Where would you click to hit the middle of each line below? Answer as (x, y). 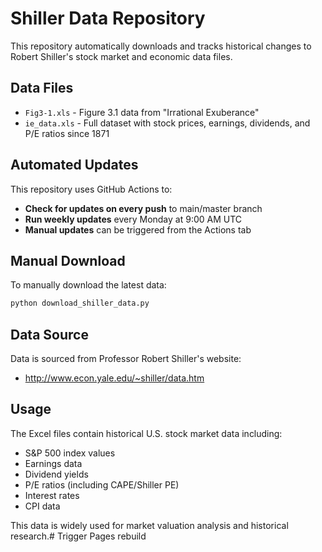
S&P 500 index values (70, 453)
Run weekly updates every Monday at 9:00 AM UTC (133, 219)
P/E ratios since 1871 (67, 133)
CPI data (42, 506)
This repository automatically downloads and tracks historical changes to (161, 46)
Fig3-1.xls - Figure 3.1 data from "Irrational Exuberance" (142, 112)
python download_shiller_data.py (80, 303)
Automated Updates (74, 165)
